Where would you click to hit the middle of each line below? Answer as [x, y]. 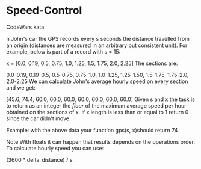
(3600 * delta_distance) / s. [40, 159]
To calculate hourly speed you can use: [55, 148]
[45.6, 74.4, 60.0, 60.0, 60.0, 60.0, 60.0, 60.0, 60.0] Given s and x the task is [101, 99]
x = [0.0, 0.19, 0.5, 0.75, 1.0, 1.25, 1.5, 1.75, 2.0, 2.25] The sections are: [92, 63]
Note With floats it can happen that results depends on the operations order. [101, 141]
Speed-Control [44, 11]
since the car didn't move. [39, 118]
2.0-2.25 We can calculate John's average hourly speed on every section [97, 81]
